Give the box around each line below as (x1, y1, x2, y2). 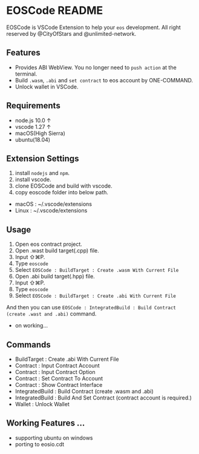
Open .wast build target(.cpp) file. (15, 247, 100, 254)
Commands (6, 340, 51, 350)
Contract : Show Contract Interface (15, 381, 103, 388)
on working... (15, 322, 48, 329)
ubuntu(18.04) (15, 136, 50, 143)
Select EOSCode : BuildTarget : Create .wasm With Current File (15, 266, 179, 274)
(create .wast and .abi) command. (6, 310, 97, 318)
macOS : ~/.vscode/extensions (15, 200, 93, 208)
